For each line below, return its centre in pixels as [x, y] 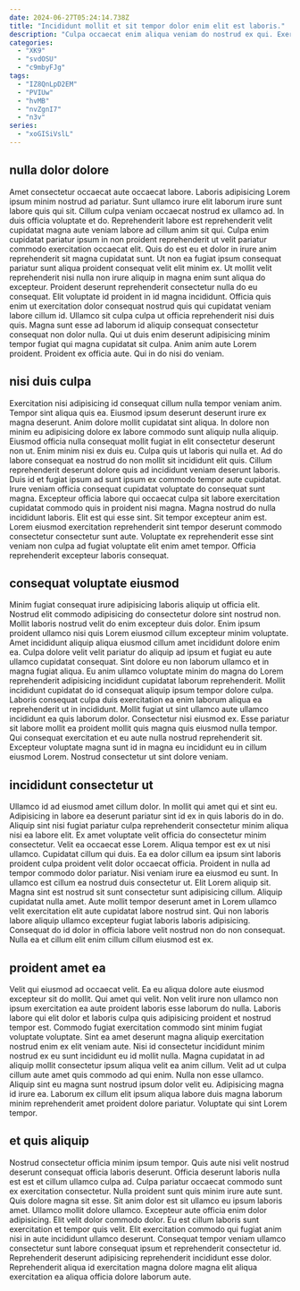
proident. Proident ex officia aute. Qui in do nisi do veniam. [117, 353]
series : [24, 126]
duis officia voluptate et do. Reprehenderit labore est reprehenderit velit [141, 220]
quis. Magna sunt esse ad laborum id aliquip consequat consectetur [134, 325]
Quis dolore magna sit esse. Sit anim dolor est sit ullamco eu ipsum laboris [146, 1201]
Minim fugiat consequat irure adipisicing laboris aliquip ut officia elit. [135, 605]
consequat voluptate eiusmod [95, 583]
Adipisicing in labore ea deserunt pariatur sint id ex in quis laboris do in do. [146, 816]
